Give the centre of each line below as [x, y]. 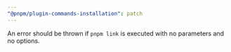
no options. [24, 41]
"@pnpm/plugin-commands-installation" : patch [75, 14]
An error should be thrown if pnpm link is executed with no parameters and [116, 33]
